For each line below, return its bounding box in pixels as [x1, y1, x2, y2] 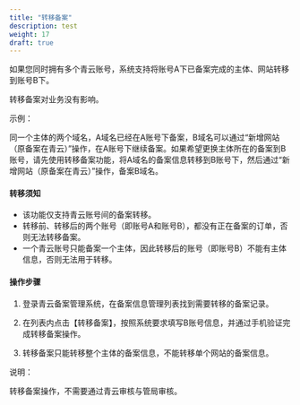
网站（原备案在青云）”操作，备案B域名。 [16, 166, 164, 177]
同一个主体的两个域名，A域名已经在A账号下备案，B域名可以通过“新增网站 [9, 132, 280, 143]
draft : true [9, 38, 54, 47]
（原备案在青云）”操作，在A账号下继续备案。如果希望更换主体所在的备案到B [9, 143, 287, 154]
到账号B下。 [9, 75, 55, 86]
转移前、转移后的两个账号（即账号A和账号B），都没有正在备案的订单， [21, 220, 280, 231]
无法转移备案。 [30, 232, 86, 243]
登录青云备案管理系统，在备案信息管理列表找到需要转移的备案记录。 [21, 297, 274, 309]
